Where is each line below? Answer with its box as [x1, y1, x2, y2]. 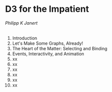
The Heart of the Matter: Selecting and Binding [12, 46, 108, 52]
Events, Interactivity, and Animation [12, 51, 84, 57]
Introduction [12, 35, 37, 41]
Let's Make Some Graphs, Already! [12, 40, 83, 46]
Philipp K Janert [5, 20, 38, 26]
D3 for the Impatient [5, 3, 89, 15]
